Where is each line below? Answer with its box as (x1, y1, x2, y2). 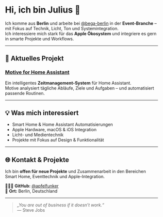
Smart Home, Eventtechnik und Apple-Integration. (5, 174, 105, 180)
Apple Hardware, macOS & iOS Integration (12, 127, 97, 133)
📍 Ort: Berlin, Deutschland (5, 188, 58, 194)
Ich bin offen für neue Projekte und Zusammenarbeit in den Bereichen (5, 169, 147, 174)
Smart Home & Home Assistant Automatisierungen (12, 122, 113, 127)
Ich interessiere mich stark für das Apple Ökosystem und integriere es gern (5, 31, 157, 36)
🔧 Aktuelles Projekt (5, 54, 64, 62)
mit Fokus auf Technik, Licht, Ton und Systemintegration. (5, 25, 119, 31)
